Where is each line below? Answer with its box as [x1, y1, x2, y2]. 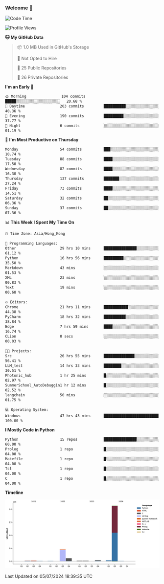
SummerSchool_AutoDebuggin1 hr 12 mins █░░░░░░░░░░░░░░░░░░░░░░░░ [5, 383, 159, 388]
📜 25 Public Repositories [17, 65, 67, 71]
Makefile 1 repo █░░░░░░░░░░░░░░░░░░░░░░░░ [5, 457, 159, 462]
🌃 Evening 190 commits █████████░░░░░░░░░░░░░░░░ [5, 113, 159, 119]
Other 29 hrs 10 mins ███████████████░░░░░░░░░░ [5, 246, 159, 251]
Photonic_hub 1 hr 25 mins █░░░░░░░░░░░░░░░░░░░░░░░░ [5, 373, 159, 378]
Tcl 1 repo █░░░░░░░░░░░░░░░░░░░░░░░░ [5, 467, 159, 472]
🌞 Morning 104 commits [5, 94, 86, 99]
